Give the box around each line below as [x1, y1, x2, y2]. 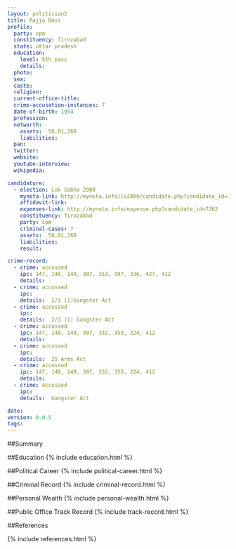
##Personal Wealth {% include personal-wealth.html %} [7, 494, 170, 503]
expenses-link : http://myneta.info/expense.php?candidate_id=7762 [20, 206, 218, 213]
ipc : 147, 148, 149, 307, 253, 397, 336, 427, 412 [20, 271, 171, 278]
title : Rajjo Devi [7, 17, 61, 24]
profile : [7, 23, 33, 30]
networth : [13, 121, 42, 128]
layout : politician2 [7, 10, 68, 18]
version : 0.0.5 [7, 414, 52, 421]
